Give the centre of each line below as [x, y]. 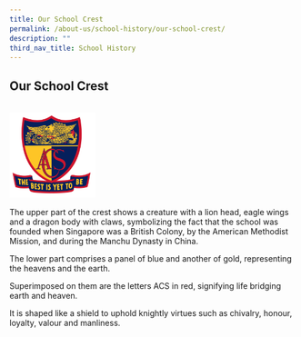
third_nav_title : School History [73, 48]
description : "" [40, 38]
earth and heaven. [44, 295]
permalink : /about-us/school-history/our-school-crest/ [117, 29]
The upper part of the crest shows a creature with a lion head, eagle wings [149, 212]
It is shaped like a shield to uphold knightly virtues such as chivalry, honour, [151, 312]
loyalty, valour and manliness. [65, 322]
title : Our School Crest [56, 19]
